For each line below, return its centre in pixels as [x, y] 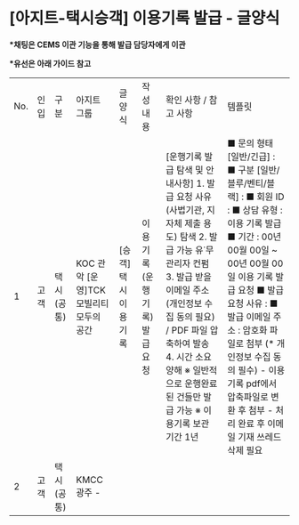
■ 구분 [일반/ [254, 170]
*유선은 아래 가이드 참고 [50, 63]
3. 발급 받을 [189, 277]
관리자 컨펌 [188, 263]
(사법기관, [185, 210]
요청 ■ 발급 [261, 290]
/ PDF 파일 [187, 330]
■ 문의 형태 [251, 143]
